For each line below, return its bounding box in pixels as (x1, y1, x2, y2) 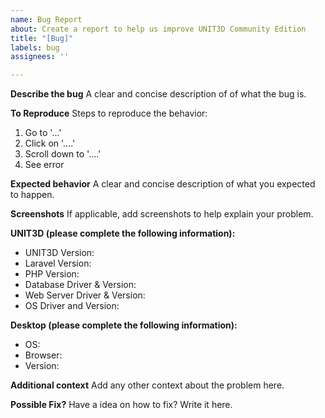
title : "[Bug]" (10, 33, 74, 43)
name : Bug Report (10, 14, 83, 25)
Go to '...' (24, 127, 62, 139)
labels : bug (10, 42, 60, 53)
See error (24, 159, 65, 171)
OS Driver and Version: (24, 300, 120, 312)
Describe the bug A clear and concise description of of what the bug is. (10, 88, 307, 100)
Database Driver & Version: (24, 279, 137, 291)
